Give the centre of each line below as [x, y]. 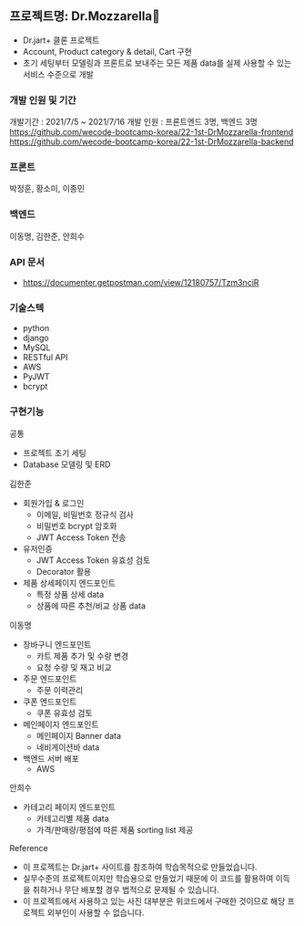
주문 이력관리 [60, 690]
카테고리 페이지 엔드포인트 [69, 806]
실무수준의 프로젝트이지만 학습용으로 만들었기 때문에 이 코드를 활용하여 [148, 878]
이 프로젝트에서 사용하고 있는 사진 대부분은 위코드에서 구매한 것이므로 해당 [154, 900]
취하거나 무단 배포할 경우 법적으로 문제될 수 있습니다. [126, 890]
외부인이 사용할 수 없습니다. [96, 912]
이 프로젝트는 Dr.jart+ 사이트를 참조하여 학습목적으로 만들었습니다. [140, 867]
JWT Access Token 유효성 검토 [93, 560]
